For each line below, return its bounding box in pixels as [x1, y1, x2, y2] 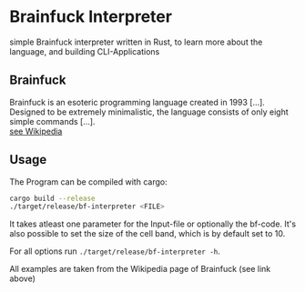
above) [9, 273, 36, 284]
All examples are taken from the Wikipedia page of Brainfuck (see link [9, 264, 271, 275]
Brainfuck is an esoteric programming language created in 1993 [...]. [9, 96, 266, 107]
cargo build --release [9, 194, 96, 203]
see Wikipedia [9, 126, 63, 136]
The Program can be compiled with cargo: [9, 176, 168, 187]
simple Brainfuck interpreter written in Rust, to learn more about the [9, 36, 263, 47]
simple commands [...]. [9, 116, 96, 126]
